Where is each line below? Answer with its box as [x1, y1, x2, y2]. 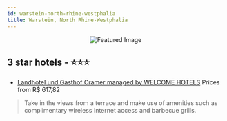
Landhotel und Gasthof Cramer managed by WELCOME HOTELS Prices [17, 78, 220, 86]
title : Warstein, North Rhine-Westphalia [7, 17, 128, 24]
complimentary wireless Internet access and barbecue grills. [23, 106, 197, 115]
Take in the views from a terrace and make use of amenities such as [23, 99, 218, 107]
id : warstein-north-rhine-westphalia [7, 10, 116, 17]
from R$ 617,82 [17, 86, 61, 94]
